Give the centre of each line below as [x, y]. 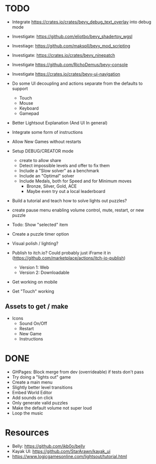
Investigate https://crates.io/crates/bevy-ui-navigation [66, 74]
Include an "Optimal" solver [47, 176]
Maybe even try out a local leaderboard [66, 191]
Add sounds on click [32, 398]
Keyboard [29, 108]
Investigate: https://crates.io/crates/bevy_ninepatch [63, 55]
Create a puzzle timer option [40, 234]
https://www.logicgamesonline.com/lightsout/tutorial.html [70, 456]
